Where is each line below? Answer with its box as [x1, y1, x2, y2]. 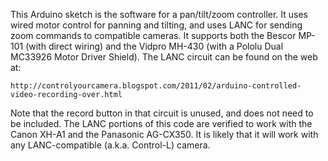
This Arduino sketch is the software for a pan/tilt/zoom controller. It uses [10, 9, 309, 20]
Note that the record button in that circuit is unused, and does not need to [10, 107, 314, 119]
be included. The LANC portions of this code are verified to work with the [10, 118, 313, 129]
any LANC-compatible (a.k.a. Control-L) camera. [10, 139, 211, 151]
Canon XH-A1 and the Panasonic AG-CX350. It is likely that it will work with [10, 129, 319, 140]
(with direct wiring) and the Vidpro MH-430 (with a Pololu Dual [25, 40, 284, 52]
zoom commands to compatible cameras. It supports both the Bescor [10, 30, 297, 41]
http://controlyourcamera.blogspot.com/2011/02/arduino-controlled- [10, 81, 302, 91]
